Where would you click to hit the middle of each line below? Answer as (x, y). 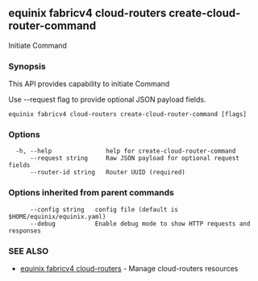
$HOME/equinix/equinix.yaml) (57, 216)
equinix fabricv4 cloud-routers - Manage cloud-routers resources (129, 268)
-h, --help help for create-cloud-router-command (126, 151)
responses (25, 231)
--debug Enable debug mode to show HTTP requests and (140, 224)
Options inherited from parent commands (92, 193)
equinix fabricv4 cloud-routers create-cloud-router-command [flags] (128, 115)
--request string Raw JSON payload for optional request (135, 158)
